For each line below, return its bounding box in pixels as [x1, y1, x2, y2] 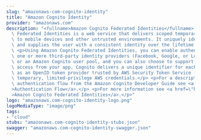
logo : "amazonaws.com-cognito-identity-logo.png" [6, 97, 133, 103]
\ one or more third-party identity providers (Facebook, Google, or [11, 53, 188, 59]
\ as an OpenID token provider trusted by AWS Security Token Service [11, 70, 191, 76]
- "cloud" [6, 114, 31, 120]
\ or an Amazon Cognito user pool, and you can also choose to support [11, 58, 194, 64]
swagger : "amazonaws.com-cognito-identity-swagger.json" [6, 125, 151, 131]
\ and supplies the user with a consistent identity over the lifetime [11, 42, 194, 48]
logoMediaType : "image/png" [6, 102, 77, 109]
